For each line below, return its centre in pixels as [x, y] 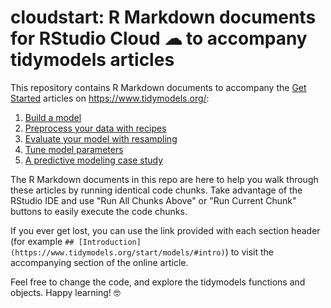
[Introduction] [110, 242]
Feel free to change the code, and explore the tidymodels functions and [158, 282]
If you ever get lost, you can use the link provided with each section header [165, 230]
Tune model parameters [74, 149]
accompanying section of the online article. [99, 262]
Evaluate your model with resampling [101, 138]
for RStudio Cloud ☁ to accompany [159, 38]
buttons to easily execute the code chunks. [99, 211]
